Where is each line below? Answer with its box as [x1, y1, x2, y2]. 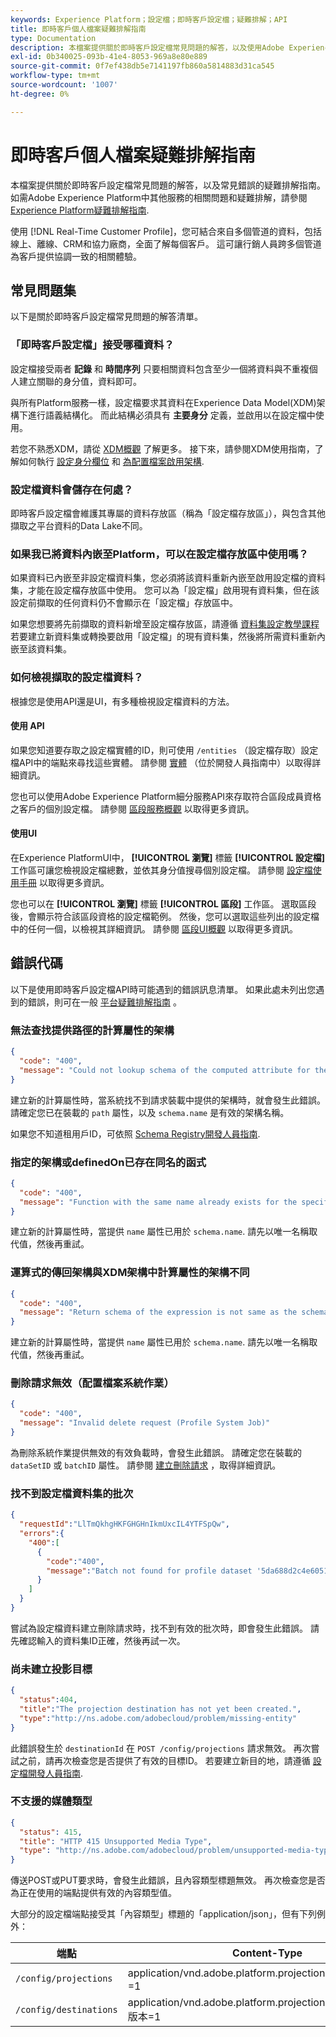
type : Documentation [10, 33, 97, 43]
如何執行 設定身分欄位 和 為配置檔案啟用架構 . [18, 455, 205, 467]
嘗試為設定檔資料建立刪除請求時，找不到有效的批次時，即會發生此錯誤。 [10, 1622, 308, 1634]
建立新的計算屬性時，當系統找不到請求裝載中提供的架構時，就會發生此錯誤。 [10, 1094, 326, 1106]
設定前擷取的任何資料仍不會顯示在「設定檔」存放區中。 [10, 597, 238, 609]
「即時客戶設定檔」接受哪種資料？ [10, 338, 175, 352]
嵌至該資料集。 [10, 643, 72, 655]
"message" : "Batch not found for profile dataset [46, 1566, 253, 1576]
